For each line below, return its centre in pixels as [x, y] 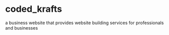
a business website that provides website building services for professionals [84, 23]
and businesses [22, 28]
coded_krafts [34, 9]
